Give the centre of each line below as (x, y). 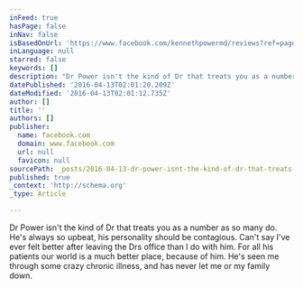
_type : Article (38, 194)
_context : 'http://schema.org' (68, 186)
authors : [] (32, 118)
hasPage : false (38, 26)
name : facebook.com (54, 135)
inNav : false (34, 34)
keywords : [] (34, 69)
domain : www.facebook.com (66, 144)
